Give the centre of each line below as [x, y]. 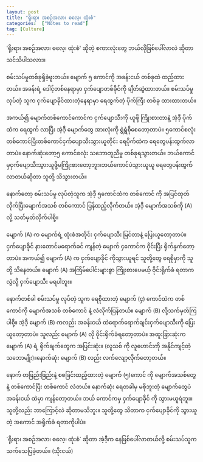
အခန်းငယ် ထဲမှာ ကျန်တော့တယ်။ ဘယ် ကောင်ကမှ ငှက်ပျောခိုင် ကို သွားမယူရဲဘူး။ [99, 399]
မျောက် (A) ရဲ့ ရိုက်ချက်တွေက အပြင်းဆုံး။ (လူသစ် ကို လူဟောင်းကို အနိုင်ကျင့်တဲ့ [99, 346]
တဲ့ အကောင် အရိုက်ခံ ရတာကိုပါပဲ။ [46, 422]
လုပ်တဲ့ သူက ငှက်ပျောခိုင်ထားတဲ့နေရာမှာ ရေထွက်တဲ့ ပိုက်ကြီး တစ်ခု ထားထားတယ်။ [101, 100]
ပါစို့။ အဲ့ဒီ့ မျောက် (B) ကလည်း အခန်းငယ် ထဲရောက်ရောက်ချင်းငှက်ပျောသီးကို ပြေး [101, 323]
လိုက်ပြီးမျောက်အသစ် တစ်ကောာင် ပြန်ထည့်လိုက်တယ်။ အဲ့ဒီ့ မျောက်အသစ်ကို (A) [99, 206]
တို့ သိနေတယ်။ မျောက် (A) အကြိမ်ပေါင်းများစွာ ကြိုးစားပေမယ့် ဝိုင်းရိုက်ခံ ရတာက [100, 270]
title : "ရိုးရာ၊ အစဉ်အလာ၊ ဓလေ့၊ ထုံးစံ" [51, 18]
